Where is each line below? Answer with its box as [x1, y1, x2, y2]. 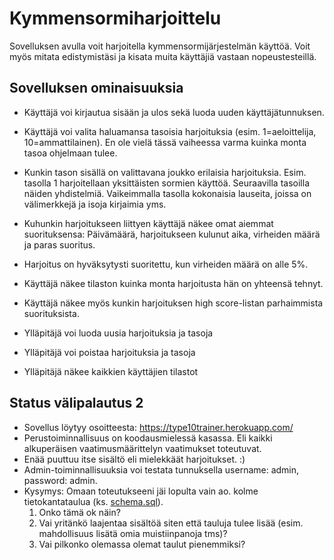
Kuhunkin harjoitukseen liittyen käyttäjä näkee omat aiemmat [23, 217, 274, 229]
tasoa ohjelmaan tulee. [23, 147, 118, 159]
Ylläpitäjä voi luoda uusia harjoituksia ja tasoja [23, 327, 214, 339]
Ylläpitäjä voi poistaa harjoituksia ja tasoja [23, 346, 196, 358]
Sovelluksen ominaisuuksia [9, 80, 184, 97]
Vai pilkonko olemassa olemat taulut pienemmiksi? [38, 538, 246, 550]
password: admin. [23, 474, 98, 486]
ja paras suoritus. [23, 238, 96, 251]
